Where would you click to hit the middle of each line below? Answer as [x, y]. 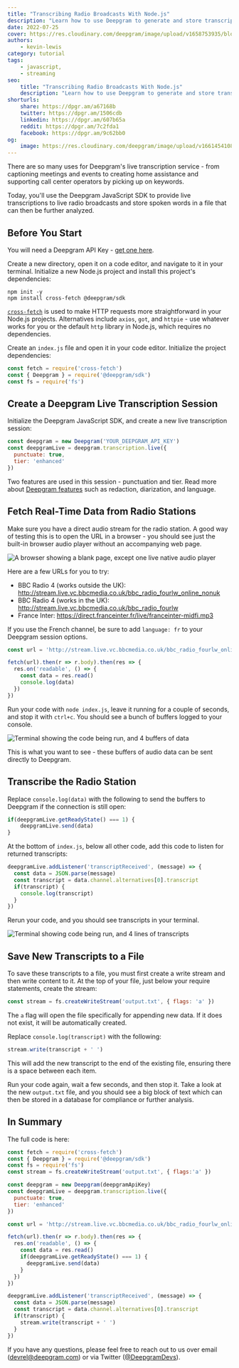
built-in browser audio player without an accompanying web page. [105, 544]
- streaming [38, 73]
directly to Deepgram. [39, 759]
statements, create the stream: [52, 989]
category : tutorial [36, 54]
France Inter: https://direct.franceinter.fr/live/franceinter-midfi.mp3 [115, 615]
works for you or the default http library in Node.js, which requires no [109, 326]
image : [30, 147]
